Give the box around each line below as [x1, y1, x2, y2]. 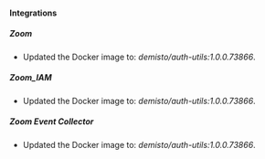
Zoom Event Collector [9, 116, 94, 127]
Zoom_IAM [9, 72, 52, 83]
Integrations [9, 7, 58, 18]
